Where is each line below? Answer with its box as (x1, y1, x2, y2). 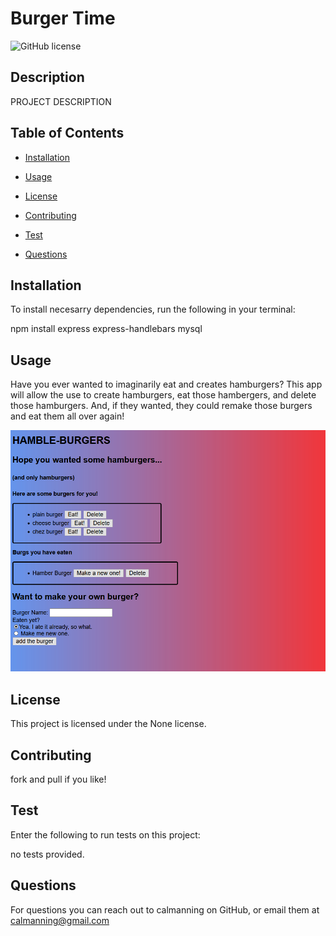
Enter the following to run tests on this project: (10, 828, 201, 841)
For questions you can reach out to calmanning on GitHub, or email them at (10, 903, 320, 916)
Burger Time (10, 7, 116, 30)
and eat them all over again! (10, 410, 125, 422)
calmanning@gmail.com (10, 914, 110, 926)
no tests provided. (10, 848, 85, 860)
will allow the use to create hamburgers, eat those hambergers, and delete (10, 389, 317, 401)
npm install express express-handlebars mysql (10, 323, 203, 335)
